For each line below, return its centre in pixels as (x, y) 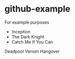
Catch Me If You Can (32, 42)
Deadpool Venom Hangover (32, 51)
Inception (21, 31)
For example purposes (27, 22)
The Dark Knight (28, 37)
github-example (37, 9)
